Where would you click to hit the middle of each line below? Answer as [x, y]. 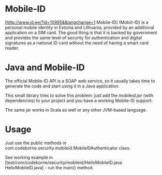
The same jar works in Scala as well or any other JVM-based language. [76, 110]
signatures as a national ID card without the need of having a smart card [77, 43]
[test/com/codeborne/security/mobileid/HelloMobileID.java [64, 162]
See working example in [29, 157]
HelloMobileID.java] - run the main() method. [49, 167]
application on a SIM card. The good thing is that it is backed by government [81, 32]
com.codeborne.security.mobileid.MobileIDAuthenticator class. [68, 148]
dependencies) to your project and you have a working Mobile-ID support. [79, 101]
